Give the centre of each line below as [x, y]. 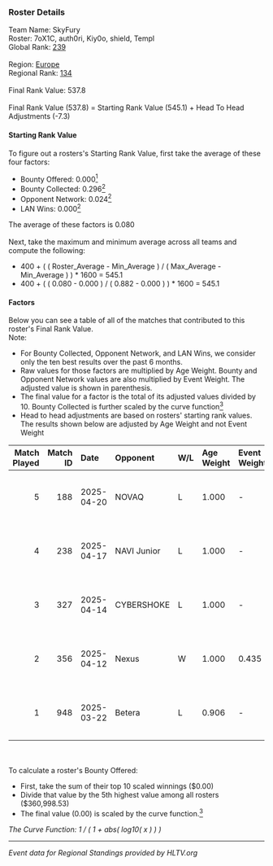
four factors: [29, 162]
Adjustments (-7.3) [39, 116]
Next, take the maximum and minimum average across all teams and [123, 242]
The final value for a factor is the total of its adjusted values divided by [138, 396]
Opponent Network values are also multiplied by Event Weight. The [132, 379]
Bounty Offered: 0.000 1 [59, 178]
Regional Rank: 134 [40, 73]
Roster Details [37, 12]
